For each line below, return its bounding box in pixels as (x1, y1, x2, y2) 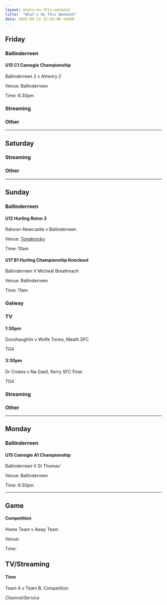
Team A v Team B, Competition (5, 585, 69, 591)
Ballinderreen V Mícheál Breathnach (5, 268, 79, 274)
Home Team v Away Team (5, 526, 59, 532)
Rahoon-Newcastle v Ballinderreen (5, 226, 77, 232)
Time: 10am (5, 246, 29, 252)
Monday (5, 425, 31, 433)
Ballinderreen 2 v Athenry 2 (5, 73, 62, 79)
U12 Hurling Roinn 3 (5, 215, 47, 221)
